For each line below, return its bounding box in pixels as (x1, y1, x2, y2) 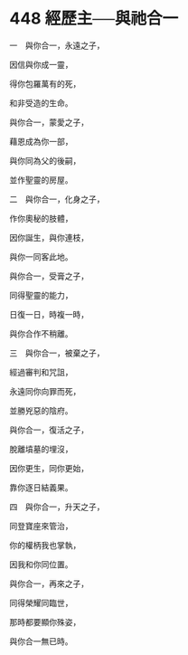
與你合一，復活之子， (9, 424, 89, 435)
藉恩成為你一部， (9, 136, 73, 147)
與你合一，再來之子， (9, 578, 89, 589)
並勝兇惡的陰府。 (9, 404, 73, 416)
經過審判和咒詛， (9, 366, 73, 377)
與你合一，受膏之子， (9, 271, 89, 281)
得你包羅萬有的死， (9, 78, 81, 89)
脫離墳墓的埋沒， (9, 443, 73, 454)
